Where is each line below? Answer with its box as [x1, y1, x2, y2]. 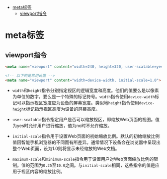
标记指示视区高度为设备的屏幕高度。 [25, 106, 100, 112]
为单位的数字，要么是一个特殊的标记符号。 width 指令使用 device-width [12, 93, 155, 99]
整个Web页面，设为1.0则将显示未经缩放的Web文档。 [12, 145, 120, 151]
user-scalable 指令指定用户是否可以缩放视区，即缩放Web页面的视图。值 [12, 116, 160, 122]
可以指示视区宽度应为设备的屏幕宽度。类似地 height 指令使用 [16, 99, 139, 105]
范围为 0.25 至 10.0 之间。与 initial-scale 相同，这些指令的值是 [29, 162, 156, 168]
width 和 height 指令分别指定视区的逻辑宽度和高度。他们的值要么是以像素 [12, 87, 159, 93]
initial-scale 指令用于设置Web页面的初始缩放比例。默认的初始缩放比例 [12, 133, 160, 139]
